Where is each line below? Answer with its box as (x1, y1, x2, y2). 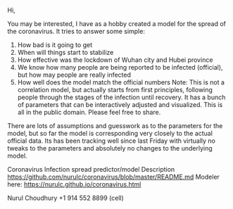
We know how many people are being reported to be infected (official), (17, 63, 223, 71)
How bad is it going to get (17, 41, 93, 49)
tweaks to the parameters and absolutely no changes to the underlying (7, 144, 213, 152)
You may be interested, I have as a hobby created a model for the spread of (7, 20, 227, 27)
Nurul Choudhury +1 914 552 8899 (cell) (7, 194, 125, 202)
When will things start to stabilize (17, 49, 114, 56)
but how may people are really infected (17, 70, 132, 79)
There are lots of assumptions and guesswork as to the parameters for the (7, 122, 223, 129)
